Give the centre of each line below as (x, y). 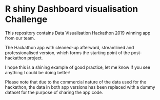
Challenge (26, 19)
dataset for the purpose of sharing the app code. (54, 92)
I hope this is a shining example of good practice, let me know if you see (78, 67)
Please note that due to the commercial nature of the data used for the (76, 82)
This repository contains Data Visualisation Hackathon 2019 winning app (78, 33)
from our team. (20, 38)
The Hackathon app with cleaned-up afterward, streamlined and (70, 47)
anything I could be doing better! (38, 72)
